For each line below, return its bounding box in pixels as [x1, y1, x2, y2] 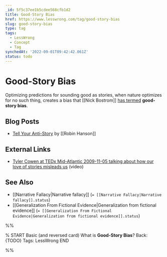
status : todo [5, 54, 33, 59]
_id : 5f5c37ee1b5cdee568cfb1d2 [5, 7, 71, 13]
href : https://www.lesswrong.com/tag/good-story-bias [5, 17, 120, 22]
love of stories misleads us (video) [12, 163, 84, 169]
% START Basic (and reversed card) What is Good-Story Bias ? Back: [5, 232, 148, 238]
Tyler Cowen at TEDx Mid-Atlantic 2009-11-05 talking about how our [12, 158, 154, 164]
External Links [5, 145, 51, 153]
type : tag [5, 26, 26, 31]
